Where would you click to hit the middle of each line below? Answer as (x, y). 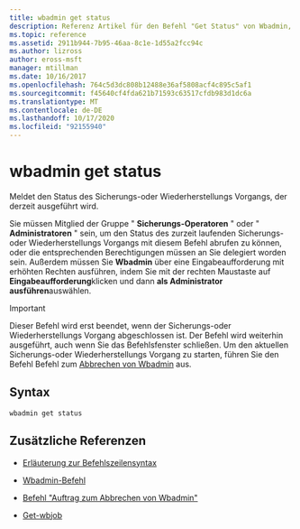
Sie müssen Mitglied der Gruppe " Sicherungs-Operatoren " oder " (134, 223)
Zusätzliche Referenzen (78, 441)
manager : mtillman (44, 69)
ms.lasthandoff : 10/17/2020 (62, 118)
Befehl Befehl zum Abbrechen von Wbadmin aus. (100, 364)
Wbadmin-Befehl (54, 480)
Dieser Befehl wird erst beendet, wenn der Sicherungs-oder (120, 325)
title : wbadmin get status (60, 18)
